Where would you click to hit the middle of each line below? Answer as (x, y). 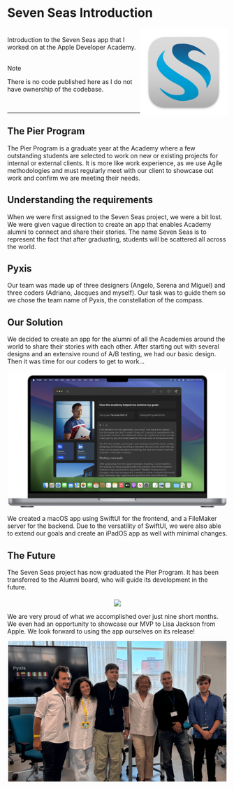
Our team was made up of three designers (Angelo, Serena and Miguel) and (116, 286)
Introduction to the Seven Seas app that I (66, 39)
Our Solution (35, 322)
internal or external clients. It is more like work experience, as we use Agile (115, 163)
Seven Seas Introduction (80, 13)
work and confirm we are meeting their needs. (74, 178)
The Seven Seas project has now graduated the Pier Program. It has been (113, 573)
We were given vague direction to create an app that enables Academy (109, 224)
